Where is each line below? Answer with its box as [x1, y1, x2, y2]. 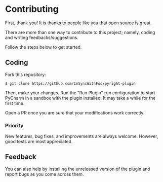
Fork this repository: [5, 72, 46, 77]
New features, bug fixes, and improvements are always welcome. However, [5, 133, 159, 139]
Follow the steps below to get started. [5, 44, 82, 50]
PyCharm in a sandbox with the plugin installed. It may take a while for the [5, 95, 156, 101]
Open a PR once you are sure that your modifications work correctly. [5, 109, 145, 115]
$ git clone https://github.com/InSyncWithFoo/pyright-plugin [5, 81, 136, 86]
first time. [5, 100, 25, 106]
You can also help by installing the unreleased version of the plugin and [5, 166, 151, 172]
